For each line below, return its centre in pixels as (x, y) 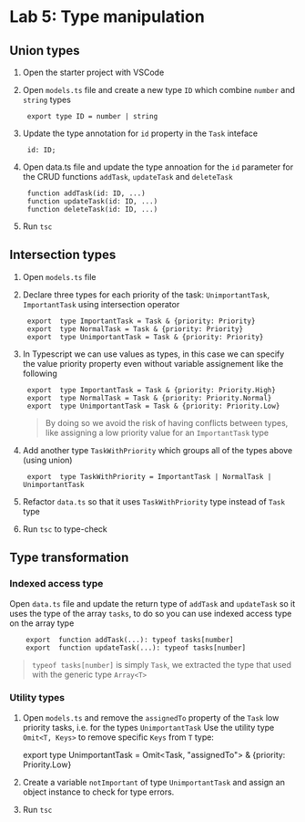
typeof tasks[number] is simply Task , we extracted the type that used (162, 664)
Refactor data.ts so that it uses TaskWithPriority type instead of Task (153, 501)
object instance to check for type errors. (98, 792)
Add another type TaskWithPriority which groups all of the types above (158, 450)
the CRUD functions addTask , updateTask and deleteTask (128, 177)
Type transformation (69, 558)
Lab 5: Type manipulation (107, 17)
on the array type (42, 623)
